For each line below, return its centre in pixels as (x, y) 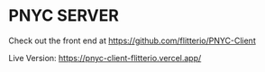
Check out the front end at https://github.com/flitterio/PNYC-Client (132, 40)
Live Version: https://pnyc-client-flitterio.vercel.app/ (105, 58)
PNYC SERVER (64, 16)
